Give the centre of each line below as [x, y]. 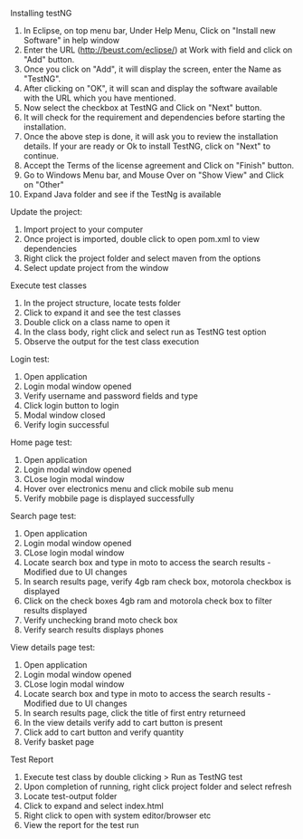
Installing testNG [41, 13]
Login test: [30, 359]
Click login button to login [71, 405]
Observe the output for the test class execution [111, 342]
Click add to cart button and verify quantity [104, 732]
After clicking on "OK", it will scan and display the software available [151, 88]
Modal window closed [64, 415]
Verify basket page [59, 742]
